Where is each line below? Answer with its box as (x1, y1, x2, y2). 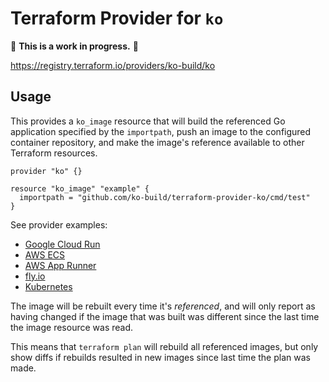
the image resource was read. (10, 321, 134, 333)
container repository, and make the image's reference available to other (10, 136, 305, 148)
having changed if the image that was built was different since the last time (10, 310, 320, 322)
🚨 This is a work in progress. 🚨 (10, 40, 139, 52)
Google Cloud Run (24, 238, 101, 250)
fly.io (24, 270, 46, 282)
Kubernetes (24, 280, 73, 292)
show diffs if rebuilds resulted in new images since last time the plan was (10, 351, 311, 363)
